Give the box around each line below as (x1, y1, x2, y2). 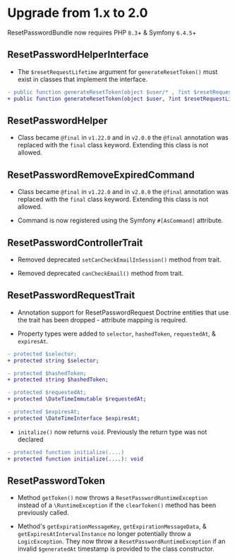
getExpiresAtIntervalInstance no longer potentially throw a (17, 530, 192, 538)
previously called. (17, 509, 69, 517)
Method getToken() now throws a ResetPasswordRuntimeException (17, 494, 208, 502)
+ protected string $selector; (7, 357, 99, 364)
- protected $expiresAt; (7, 408, 80, 415)
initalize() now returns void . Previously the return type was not (17, 427, 207, 436)
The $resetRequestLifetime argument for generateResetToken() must (17, 67, 218, 75)
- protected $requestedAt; (7, 389, 87, 396)
